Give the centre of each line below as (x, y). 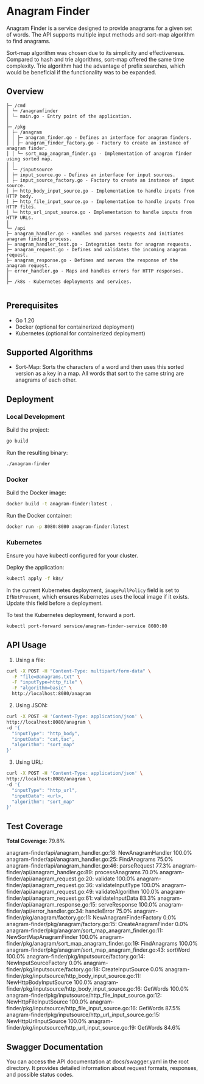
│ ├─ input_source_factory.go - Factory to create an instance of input (100, 180)
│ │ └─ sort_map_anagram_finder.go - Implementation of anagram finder (99, 154)
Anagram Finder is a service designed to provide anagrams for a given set (99, 28)
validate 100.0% (115, 879)
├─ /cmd (16, 105)
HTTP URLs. (20, 218)
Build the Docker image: (37, 493)
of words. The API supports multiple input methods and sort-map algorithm (100, 34)
